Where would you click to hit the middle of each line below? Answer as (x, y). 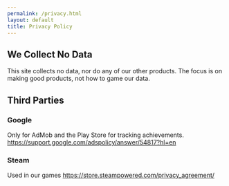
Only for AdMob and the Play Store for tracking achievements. (96, 135)
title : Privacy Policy (40, 26)
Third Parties (36, 100)
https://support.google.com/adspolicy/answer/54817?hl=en (92, 142)
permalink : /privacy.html (44, 13)
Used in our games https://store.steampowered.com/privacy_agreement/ (111, 175)
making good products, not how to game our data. (79, 78)
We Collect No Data (50, 54)
